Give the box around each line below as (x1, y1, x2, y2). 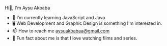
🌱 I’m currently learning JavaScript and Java (12, 15, 105, 20)
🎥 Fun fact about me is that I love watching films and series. (12, 35, 137, 41)
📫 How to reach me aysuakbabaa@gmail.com (12, 28, 110, 34)
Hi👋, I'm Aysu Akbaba (5, 5, 50, 11)
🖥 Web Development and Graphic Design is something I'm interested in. (12, 20, 162, 26)
